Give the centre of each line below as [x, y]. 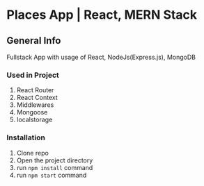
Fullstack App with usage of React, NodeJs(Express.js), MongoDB [101, 57]
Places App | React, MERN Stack [102, 15]
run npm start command [52, 175]
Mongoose [32, 112]
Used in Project [33, 75]
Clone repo [33, 153]
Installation [26, 137]
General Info [34, 41]
